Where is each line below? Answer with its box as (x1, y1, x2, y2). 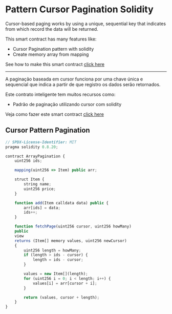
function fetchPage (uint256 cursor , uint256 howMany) (14, 224, 132, 229)
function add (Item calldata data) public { (14, 200, 109, 205)
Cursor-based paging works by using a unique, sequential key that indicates (5, 20, 166, 27)
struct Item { (14, 177, 45, 182)
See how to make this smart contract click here (5, 61, 105, 67)
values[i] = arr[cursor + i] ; (32, 281, 97, 286)
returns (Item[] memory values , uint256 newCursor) (14, 238, 127, 243)
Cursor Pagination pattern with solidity (12, 46, 94, 52)
